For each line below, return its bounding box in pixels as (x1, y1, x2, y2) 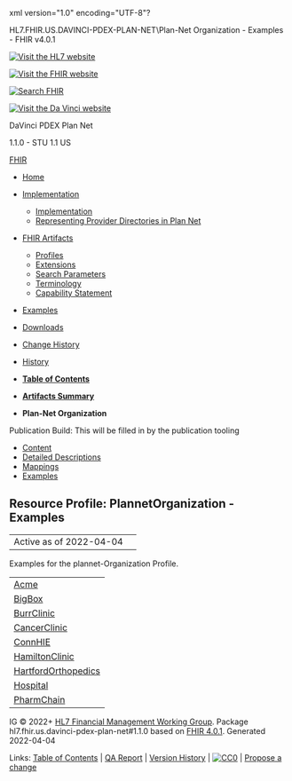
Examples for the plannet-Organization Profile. (9, 558, 179, 569)
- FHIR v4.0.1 (9, 35, 56, 44)
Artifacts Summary (21, 390, 95, 401)
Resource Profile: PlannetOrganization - (9, 496, 235, 511)
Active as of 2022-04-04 (13, 535, 123, 548)
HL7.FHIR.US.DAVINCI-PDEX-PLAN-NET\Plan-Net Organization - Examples (9, 25, 284, 35)
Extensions (35, 259, 76, 270)
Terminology (35, 279, 82, 288)
